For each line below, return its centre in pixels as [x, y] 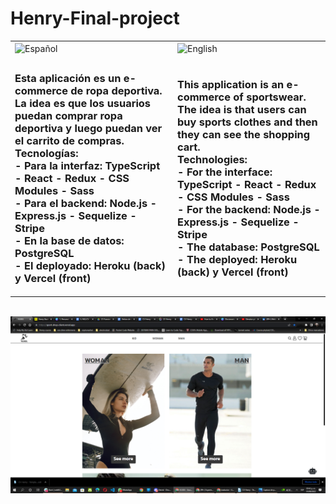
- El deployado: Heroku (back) [90, 265]
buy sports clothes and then [247, 122]
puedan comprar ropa [68, 115]
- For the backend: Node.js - [249, 209]
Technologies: [212, 159]
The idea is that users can [242, 109]
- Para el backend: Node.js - [86, 203]
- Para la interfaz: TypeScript [87, 165]
